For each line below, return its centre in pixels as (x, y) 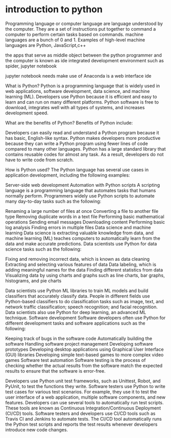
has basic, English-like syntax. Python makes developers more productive (83, 138)
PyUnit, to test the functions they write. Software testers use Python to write (86, 386)
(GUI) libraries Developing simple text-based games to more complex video (84, 355)
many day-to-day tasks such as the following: (53, 201)
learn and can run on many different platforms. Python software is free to (82, 102)
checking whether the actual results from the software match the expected (84, 366)
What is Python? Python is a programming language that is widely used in (82, 86)
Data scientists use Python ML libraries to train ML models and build (77, 290)
